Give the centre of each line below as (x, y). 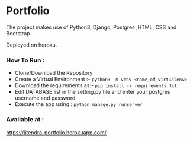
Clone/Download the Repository (54, 73)
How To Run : (25, 60)
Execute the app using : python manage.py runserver (79, 104)
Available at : (25, 120)
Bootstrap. (19, 33)
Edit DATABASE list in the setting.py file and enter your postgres (92, 92)
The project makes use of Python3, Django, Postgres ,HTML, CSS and (91, 27)
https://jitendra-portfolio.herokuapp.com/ (56, 132)
